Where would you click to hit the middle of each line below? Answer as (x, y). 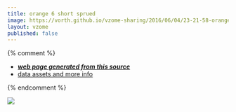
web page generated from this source (74, 66)
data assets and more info (55, 74)
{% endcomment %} (37, 87)
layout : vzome (28, 27)
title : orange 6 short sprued (52, 14)
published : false (33, 33)
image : (17, 20)
